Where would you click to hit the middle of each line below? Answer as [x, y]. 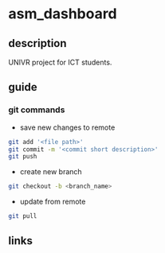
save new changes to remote [67, 127]
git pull [23, 216]
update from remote [53, 202]
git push [23, 157]
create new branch [51, 172]
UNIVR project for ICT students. [60, 62]
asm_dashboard [63, 14]
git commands [37, 110]
